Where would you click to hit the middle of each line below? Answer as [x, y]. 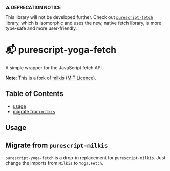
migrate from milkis [34, 111]
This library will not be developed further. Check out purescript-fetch [79, 17]
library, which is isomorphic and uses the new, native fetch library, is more [83, 23]
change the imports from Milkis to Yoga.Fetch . [55, 163]
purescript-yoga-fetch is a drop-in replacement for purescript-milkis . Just [86, 157]
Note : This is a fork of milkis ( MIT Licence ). [51, 78]
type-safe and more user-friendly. [41, 28]
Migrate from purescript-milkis [57, 145]
